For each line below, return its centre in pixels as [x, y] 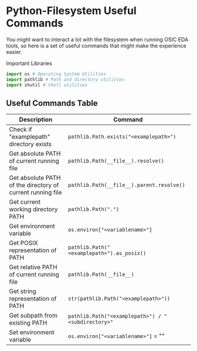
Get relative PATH [33, 267]
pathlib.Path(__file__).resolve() [116, 161]
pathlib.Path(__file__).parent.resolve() [127, 185]
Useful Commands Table [52, 103]
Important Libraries [29, 63]
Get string [23, 291]
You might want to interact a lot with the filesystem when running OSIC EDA [97, 39]
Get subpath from [33, 316]
